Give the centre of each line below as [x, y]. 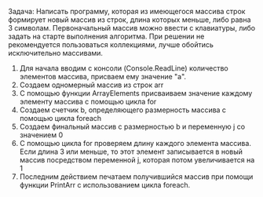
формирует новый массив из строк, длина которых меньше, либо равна [130, 20]
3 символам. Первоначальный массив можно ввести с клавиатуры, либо [132, 28]
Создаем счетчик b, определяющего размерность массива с [122, 110]
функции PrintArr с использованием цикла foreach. [105, 185]
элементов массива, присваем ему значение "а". [103, 77]
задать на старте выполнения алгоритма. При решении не [106, 36]
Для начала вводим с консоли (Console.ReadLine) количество [124, 68]
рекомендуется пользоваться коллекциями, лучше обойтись [111, 45]
